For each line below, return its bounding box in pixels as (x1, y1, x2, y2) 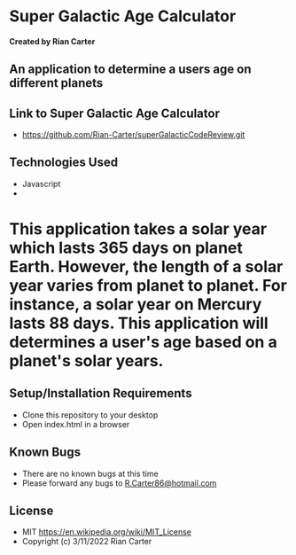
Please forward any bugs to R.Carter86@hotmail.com (21, 477, 217, 489)
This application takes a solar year (9, 219, 268, 238)
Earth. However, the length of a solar (9, 256, 284, 277)
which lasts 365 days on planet (9, 238, 244, 258)
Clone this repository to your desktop (21, 410, 159, 420)
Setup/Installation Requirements (9, 386, 192, 401)
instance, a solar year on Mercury (9, 294, 262, 314)
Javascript (21, 178, 61, 189)
